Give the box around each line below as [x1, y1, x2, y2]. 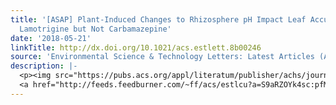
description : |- [10, 61, 78, 71]
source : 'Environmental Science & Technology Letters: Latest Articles [10, 52, 315, 62]
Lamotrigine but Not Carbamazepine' [19, 24, 172, 34]
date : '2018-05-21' [10, 33, 92, 43]
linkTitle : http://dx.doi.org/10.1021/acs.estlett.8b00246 [10, 42, 262, 53]
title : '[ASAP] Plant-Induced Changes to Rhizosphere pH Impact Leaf [10, 14, 307, 25]
